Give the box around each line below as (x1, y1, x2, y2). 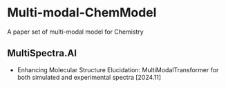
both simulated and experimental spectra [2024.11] (17, 73, 161, 81)
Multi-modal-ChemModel (7, 5, 157, 21)
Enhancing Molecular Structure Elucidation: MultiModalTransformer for (17, 65, 219, 74)
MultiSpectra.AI (7, 47, 77, 59)
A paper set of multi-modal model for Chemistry (7, 27, 144, 36)
